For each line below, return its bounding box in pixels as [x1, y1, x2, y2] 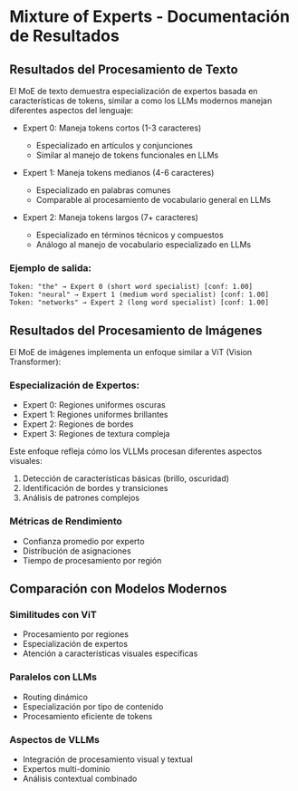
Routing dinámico [22, 691, 89, 702]
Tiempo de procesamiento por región [22, 555, 162, 565]
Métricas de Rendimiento [9, 515, 122, 527]
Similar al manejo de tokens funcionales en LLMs [35, 150, 219, 160]
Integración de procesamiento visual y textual [22, 754, 193, 765]
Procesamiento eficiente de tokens [22, 710, 153, 721]
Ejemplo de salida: [9, 261, 92, 274]
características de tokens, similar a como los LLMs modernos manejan [9, 95, 273, 106]
